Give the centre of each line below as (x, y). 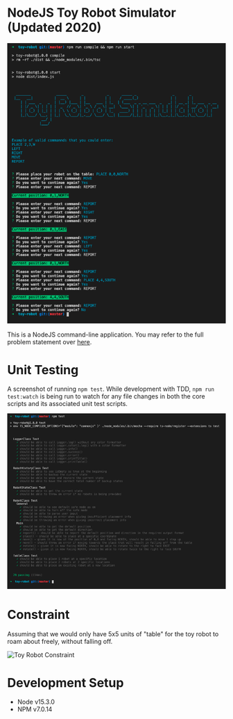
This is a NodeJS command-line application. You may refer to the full (105, 334)
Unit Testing (43, 370)
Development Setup (66, 682)
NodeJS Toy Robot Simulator (92, 13)
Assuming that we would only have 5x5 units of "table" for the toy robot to (113, 633)
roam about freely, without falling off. (60, 641)
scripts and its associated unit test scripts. (68, 404)
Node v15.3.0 (36, 702)
